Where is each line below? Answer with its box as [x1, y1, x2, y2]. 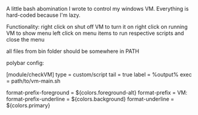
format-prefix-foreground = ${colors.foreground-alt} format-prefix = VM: [6, 89, 188, 96]
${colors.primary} [6, 102, 51, 109]
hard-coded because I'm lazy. [6, 11, 81, 19]
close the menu [6, 36, 45, 43]
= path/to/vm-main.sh [6, 78, 61, 84]
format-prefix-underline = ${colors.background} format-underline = [6, 96, 175, 102]
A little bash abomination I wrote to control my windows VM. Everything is [6, 5, 189, 12]
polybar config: [6, 60, 44, 66]
